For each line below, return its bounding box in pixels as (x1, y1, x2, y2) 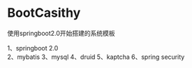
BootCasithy (7, 5, 81, 21)
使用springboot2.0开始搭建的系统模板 (7, 29, 115, 37)
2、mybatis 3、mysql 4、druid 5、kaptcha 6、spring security (7, 53, 185, 61)
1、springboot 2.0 (7, 43, 59, 52)
